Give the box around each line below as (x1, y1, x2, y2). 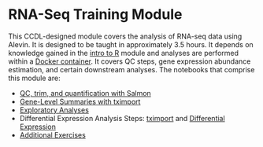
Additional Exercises (19, 130, 87, 139)
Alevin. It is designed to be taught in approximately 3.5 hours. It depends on (8, 39, 254, 49)
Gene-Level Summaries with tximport (19, 97, 141, 106)
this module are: (8, 73, 61, 83)
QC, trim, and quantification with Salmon (19, 88, 151, 97)
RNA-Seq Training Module (8, 6, 183, 24)
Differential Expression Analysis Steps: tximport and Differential (19, 113, 226, 123)
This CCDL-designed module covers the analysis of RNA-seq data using (8, 31, 243, 41)
